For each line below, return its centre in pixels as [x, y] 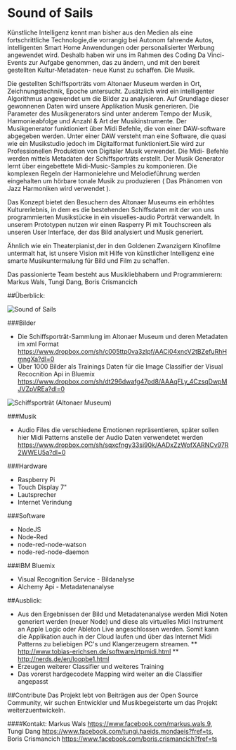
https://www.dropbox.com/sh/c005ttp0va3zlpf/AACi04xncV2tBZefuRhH [122, 351]
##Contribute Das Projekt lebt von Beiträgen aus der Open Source [103, 695]
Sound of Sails [50, 13]
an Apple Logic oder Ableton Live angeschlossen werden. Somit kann [118, 629]
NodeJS [29, 529]
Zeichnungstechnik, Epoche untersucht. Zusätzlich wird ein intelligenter [111, 91]
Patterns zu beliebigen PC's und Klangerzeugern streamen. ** [107, 644]
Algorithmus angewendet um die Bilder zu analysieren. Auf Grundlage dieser [118, 98]
